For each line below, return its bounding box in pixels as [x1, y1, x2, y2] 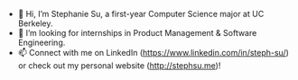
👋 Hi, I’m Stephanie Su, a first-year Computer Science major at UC [17, 9, 265, 19]
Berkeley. [17, 18, 53, 29]
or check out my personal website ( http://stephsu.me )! [17, 60, 221, 71]
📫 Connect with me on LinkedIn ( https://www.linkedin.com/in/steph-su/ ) [17, 48, 289, 58]
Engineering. [17, 37, 66, 48]
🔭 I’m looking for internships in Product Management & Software [17, 28, 257, 38]
